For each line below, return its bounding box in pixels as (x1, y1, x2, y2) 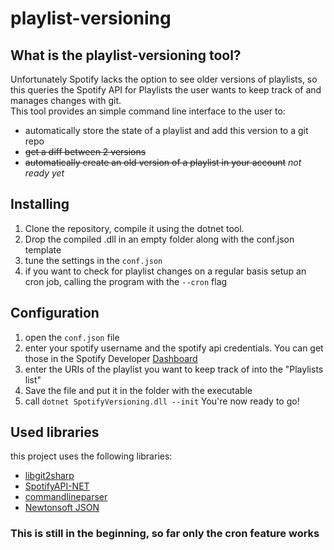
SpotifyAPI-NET (24, 480, 90, 492)
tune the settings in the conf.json (24, 254, 163, 266)
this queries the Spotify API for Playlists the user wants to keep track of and (10, 84, 322, 96)
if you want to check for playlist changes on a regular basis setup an (24, 265, 307, 277)
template (24, 243, 62, 256)
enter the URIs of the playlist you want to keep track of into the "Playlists (24, 363, 324, 375)
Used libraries (10, 424, 100, 441)
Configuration (10, 305, 100, 322)
